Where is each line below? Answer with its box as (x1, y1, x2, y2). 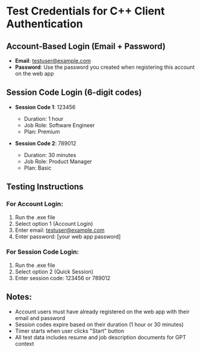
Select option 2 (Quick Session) (14, 267, 94, 275)
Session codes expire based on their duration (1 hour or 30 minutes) (14, 321, 184, 328)
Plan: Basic (23, 164, 52, 171)
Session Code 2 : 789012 (14, 139, 76, 147)
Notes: (6, 292, 32, 302)
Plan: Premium (23, 128, 60, 135)
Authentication (6, 17, 83, 31)
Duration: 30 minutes (23, 151, 76, 158)
